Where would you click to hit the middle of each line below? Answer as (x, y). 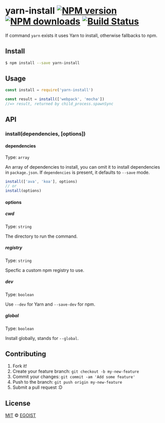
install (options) (23, 191)
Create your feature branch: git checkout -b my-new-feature (76, 371)
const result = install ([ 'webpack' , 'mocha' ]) (55, 99)
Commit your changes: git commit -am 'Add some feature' (74, 377)
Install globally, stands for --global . (42, 338)
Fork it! (20, 366)
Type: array (17, 157)
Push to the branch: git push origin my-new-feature (67, 382)
